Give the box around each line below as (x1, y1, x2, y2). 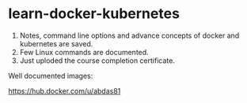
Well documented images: (8, 71, 93, 80)
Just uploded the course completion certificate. (19, 56, 176, 65)
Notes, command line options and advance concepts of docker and (19, 31, 240, 40)
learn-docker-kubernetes (8, 5, 180, 23)
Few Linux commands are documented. (19, 47, 149, 57)
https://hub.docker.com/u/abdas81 (8, 86, 121, 95)
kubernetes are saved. (19, 39, 93, 48)
